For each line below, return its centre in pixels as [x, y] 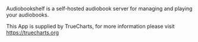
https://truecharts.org [33, 33]
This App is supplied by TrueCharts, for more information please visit [90, 26]
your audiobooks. [28, 15]
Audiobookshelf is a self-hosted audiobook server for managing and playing [99, 9]
